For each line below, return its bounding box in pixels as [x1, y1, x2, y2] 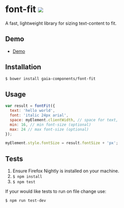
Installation [5, 63, 41, 72]
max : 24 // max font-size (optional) [10, 127, 89, 132]
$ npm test [12, 180, 36, 185]
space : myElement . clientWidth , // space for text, [10, 117, 118, 122]
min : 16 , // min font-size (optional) [10, 122, 92, 127]
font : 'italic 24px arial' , [10, 113, 69, 118]
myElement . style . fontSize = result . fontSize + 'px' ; [5, 141, 118, 146]
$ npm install [12, 174, 42, 179]
